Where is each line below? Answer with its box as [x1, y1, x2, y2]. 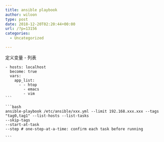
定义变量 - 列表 [5, 54, 37, 61]
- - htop [18, 82, 37, 87]
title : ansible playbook [5, 7, 58, 13]
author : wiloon [5, 12, 37, 17]
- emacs [23, 86, 39, 91]
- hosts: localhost [5, 64, 46, 70]
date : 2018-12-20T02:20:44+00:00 [5, 21, 76, 27]
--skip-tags [5, 117, 30, 123]
